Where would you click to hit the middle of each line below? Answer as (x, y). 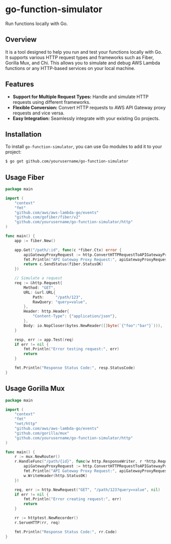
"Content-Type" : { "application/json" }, (75, 316)
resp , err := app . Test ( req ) (44, 340)
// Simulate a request (38, 278)
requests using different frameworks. (51, 102)
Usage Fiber (25, 177)
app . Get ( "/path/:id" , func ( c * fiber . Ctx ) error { (68, 250)
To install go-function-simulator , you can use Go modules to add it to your (84, 147)
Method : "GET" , (40, 288)
